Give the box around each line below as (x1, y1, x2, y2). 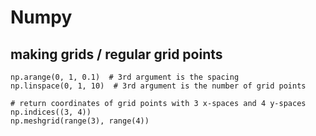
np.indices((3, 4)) (10, 107, 92, 117)
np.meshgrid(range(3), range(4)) (10, 116, 150, 126)
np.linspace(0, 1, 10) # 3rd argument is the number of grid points (10, 81, 307, 91)
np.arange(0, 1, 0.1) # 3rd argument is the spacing (10, 72, 240, 82)
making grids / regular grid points (10, 46, 223, 63)
